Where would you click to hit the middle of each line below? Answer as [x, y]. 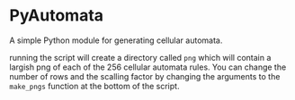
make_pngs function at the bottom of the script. [94, 86]
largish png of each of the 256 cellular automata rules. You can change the [148, 67]
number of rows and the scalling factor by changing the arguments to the [145, 76]
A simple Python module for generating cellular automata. [116, 40]
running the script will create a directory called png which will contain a [140, 57]
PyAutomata [57, 16]
